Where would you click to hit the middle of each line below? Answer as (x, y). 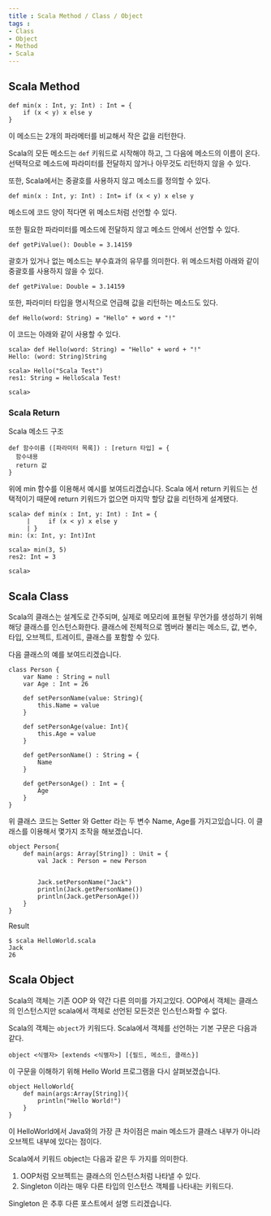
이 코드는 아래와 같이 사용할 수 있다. (65, 333)
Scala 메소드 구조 (36, 431)
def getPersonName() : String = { (81, 755)
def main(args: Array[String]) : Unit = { (96, 854)
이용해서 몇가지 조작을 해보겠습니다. (86, 831)
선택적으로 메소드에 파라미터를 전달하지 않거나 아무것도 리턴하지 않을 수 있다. (130, 163)
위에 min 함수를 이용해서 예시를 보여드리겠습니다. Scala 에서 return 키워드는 (129, 489)
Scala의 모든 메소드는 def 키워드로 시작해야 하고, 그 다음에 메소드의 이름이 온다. (134, 153)
